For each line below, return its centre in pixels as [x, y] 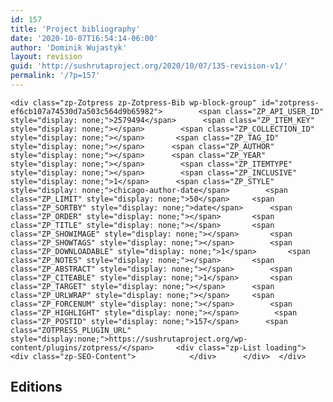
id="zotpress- [290, 102]
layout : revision [46, 57]
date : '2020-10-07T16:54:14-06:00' [84, 38]
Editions [36, 387]
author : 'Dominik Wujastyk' [69, 47]
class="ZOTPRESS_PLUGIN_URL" [71, 330]
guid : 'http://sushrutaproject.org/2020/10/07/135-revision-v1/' [149, 66]
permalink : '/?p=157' [55, 76]
